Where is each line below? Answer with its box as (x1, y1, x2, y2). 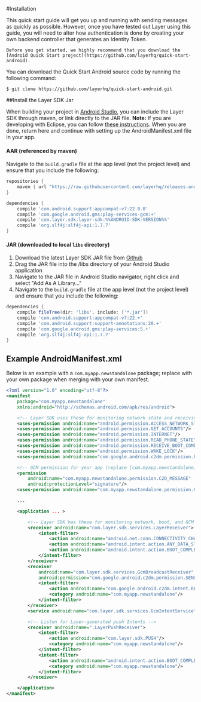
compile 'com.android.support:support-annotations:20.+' (17, 320, 162, 326)
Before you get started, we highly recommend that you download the (6, 47, 181, 53)
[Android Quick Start (6, 53, 60, 59)
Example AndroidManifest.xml (6, 354, 122, 364)
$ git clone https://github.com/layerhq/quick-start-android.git (6, 86, 172, 92)
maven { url (17, 184, 47, 190)
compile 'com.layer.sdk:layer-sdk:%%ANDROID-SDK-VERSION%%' (17, 217, 170, 223)
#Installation (6, 5, 37, 12)
